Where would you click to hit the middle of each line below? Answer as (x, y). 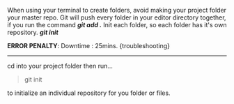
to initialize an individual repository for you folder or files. (89, 93)
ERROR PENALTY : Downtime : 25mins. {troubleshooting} (89, 46)
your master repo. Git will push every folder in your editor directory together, (117, 17)
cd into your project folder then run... (60, 66)
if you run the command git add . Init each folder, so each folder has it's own (117, 25)
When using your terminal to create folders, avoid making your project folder (117, 10)
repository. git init (33, 32)
